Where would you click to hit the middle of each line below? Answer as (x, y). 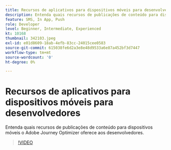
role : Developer (22, 24)
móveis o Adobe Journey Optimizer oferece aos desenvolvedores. (75, 133)
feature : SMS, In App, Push (35, 19)
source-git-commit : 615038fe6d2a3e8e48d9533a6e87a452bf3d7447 (73, 48)
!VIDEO (25, 142)
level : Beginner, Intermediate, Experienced (53, 29)
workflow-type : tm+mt (28, 52)
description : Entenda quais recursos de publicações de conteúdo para (82, 15)
